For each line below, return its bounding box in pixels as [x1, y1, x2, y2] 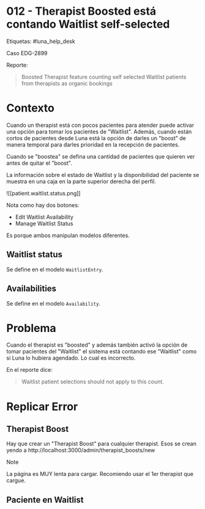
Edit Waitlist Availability [15, 213, 73, 221]
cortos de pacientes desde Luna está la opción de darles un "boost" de [6, 134, 187, 141]
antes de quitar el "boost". [6, 159, 72, 167]
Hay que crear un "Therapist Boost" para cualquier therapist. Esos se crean [6, 440, 197, 448]
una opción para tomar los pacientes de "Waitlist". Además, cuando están [6, 127, 192, 135]
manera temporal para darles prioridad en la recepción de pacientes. [6, 141, 180, 148]
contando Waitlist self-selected [6, 17, 170, 31]
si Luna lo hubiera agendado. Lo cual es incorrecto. [6, 354, 136, 362]
